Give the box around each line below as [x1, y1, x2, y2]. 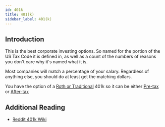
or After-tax [5, 89, 29, 95]
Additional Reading [5, 103, 65, 112]
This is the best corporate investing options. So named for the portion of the [5, 48, 161, 54]
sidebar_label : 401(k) [5, 16, 52, 21]
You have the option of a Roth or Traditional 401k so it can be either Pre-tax [5, 83, 159, 90]
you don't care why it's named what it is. [5, 59, 88, 65]
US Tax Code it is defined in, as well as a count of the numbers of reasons [5, 53, 157, 60]
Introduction [5, 35, 45, 43]
